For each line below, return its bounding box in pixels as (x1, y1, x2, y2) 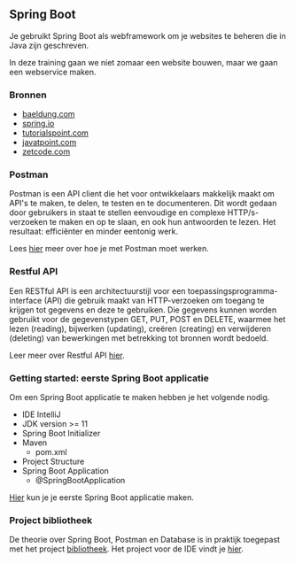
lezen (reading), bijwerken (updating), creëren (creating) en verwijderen (9, 323, 272, 334)
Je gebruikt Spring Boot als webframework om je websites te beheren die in (9, 30, 286, 41)
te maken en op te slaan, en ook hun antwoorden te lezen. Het (49, 217, 276, 228)
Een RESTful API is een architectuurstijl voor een (9, 285, 186, 296)
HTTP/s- (227, 207, 260, 218)
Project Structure (21, 456, 85, 467)
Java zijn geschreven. (9, 40, 89, 50)
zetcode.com (21, 146, 71, 158)
